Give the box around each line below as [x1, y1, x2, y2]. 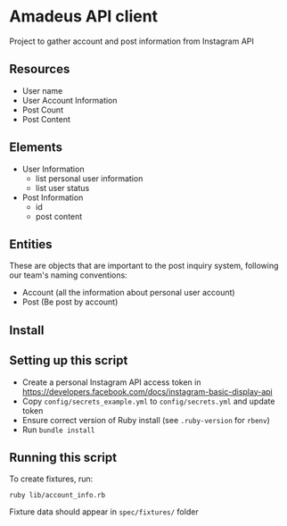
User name [21, 85, 63, 96]
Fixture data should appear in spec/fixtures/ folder [9, 506, 199, 517]
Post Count [21, 104, 64, 115]
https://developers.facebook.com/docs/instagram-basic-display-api [21, 386, 274, 397]
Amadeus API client [9, 6, 159, 27]
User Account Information [21, 95, 118, 105]
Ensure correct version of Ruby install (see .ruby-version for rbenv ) [21, 414, 270, 425]
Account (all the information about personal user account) [21, 288, 235, 298]
